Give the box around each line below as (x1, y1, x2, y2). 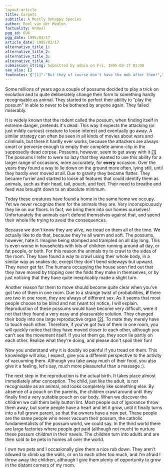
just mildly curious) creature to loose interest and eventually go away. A (5, 127, 152, 133)
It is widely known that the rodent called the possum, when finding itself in (5, 117, 158, 123)
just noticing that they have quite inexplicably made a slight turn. (5, 274, 138, 280)
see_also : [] (5, 68, 32, 73)
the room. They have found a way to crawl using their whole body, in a (5, 253, 150, 259)
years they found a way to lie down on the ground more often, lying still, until (5, 164, 163, 170)
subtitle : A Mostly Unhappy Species (5, 16, 81, 21)
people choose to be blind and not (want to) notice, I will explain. (5, 300, 138, 306)
